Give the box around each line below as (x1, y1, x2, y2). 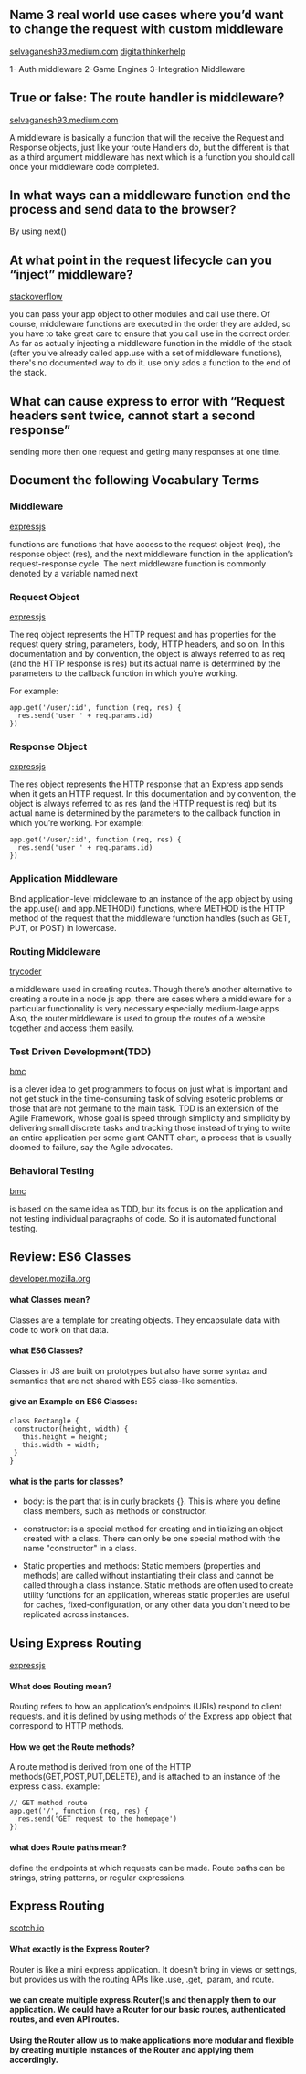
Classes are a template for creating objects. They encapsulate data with (9, 1315, 280, 1326)
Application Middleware (9, 873, 119, 885)
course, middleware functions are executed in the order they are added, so (9, 319, 291, 330)
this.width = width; (21, 1440, 100, 1449)
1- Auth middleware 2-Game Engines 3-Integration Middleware (9, 63, 246, 74)
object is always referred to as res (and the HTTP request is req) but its (9, 799, 277, 809)
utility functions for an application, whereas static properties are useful (22, 1590, 290, 1601)
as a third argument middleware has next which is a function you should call (9, 151, 295, 163)
